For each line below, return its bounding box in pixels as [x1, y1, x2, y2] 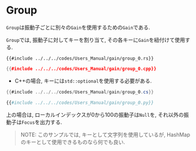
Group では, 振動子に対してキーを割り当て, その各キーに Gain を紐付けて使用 [6, 36, 185, 43]
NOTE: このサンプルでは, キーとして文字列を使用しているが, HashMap [20, 131, 190, 138]
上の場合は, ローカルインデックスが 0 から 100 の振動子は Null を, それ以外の [6, 111, 184, 118]
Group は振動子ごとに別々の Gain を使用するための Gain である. [6, 24, 150, 31]
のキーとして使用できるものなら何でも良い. [20, 138, 125, 145]
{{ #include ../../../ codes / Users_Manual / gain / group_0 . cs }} [6, 89, 154, 95]
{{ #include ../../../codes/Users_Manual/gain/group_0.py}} [6, 100, 154, 106]
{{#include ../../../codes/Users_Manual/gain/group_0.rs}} [6, 55, 154, 61]
